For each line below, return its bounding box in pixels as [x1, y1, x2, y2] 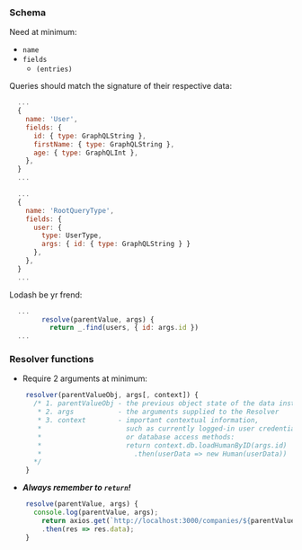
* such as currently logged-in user [37, 424, 255, 433]
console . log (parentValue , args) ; [32, 508, 159, 518]
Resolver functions [9, 353, 94, 366]
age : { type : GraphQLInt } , [32, 148, 139, 157]
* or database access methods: [37, 432, 235, 441]
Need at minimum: [9, 27, 77, 38]
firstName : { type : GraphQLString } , [32, 139, 175, 149]
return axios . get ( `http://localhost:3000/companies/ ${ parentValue [41, 516, 296, 525]
